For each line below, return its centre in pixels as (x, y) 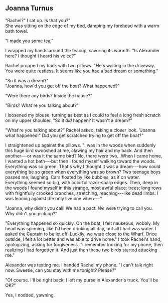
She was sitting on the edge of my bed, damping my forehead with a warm (82, 26)
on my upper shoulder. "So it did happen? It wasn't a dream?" (69, 120)
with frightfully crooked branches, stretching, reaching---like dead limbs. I (82, 193)
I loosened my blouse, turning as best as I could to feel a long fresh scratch (83, 115)
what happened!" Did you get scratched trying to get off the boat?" (74, 135)
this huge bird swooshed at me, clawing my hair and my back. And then (79, 150)
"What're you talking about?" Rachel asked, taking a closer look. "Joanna (80, 130)
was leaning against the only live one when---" (54, 198)
